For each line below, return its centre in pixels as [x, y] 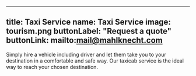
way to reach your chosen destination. [52, 67]
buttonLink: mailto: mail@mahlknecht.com [84, 41]
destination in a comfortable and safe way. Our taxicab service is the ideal [95, 61]
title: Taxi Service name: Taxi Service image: [88, 22]
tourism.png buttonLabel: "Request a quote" [89, 31]
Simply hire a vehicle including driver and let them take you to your [86, 54]
